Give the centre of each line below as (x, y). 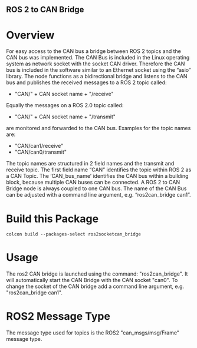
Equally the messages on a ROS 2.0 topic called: (65, 105)
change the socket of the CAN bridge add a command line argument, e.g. (95, 286)
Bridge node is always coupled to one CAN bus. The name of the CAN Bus (96, 188)
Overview (30, 35)
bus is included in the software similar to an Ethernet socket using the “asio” (99, 70)
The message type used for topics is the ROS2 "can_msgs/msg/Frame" (93, 333)
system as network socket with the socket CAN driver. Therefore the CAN (96, 64)
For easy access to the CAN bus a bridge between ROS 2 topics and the (93, 51)
